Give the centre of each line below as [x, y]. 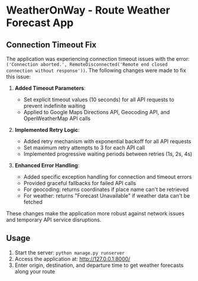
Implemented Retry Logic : [47, 130]
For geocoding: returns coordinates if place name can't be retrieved [106, 189]
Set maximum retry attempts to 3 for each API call [84, 148]
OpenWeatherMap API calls [57, 118]
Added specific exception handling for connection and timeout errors [108, 177]
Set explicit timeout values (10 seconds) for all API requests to [99, 99]
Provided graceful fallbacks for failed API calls [80, 183]
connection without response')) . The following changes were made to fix [96, 70]
